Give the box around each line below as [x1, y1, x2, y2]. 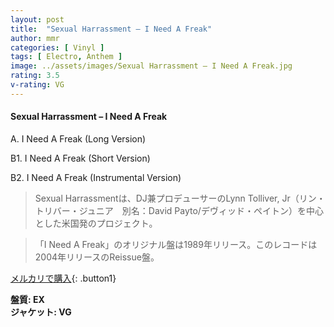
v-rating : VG [10, 80, 65, 90]
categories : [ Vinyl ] [10, 42, 105, 53]
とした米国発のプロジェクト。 [34, 217, 158, 229]
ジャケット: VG [10, 306, 72, 318]
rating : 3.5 [10, 71, 60, 81]
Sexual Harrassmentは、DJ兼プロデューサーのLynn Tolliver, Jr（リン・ [34, 192, 326, 204]
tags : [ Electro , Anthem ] [10, 52, 123, 62]
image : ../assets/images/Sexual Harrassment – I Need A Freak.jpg [10, 61, 293, 71]
